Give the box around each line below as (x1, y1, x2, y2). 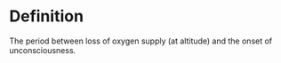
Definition (9, 6, 84, 27)
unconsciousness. (9, 44, 76, 55)
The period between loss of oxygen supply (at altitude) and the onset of (9, 35, 273, 46)
